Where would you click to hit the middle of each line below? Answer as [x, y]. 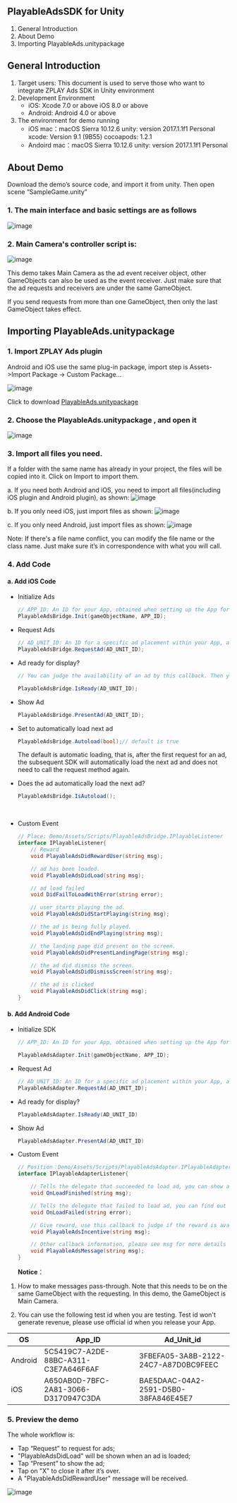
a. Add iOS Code [32, 581]
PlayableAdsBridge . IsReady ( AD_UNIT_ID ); [78, 688]
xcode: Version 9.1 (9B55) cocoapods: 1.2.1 [90, 136]
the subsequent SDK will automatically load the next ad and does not [117, 762]
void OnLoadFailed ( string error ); [81, 1212]
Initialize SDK [37, 1030]
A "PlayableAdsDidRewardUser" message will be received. [103, 1478]
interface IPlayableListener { [62, 843]
